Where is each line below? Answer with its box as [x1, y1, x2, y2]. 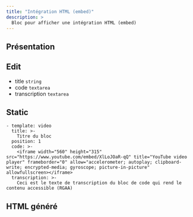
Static [6, 107, 29, 117]
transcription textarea [14, 90, 69, 97]
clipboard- [154, 159, 182, 165]
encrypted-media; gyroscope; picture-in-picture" [24, 164, 150, 171]
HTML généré [6, 201, 58, 211]
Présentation [6, 42, 55, 52]
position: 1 [11, 139, 42, 145]
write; [6, 164, 23, 171]
